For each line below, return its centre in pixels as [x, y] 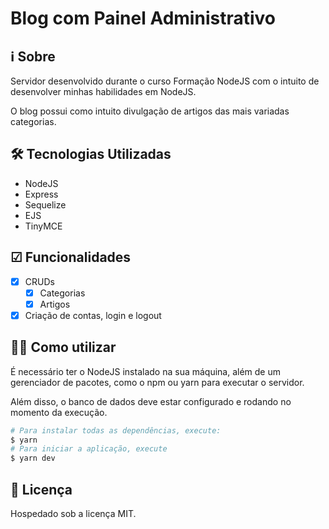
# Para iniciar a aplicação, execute [89, 449]
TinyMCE [43, 226]
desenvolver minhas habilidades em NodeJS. [103, 91]
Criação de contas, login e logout [93, 315]
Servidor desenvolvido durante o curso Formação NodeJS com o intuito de [165, 81]
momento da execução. [59, 412]
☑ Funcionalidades [71, 257]
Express [41, 194]
